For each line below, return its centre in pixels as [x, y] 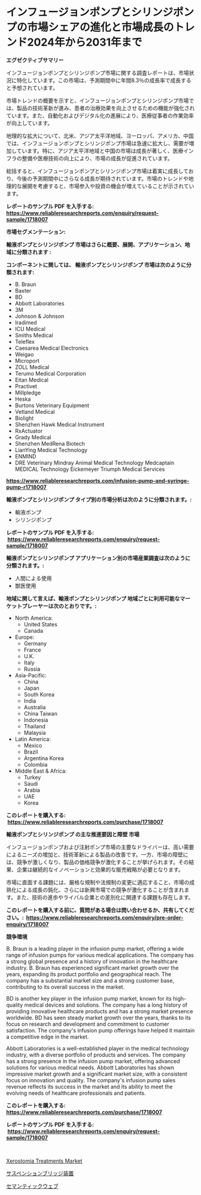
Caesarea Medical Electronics [51, 348]
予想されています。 [35, 88]
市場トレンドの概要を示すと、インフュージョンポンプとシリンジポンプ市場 [98, 100]
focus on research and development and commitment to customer [88, 1024]
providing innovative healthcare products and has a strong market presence [100, 1011]
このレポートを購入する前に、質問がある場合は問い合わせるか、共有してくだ [100, 910]
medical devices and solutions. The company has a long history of [106, 1005]
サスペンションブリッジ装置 [40, 1173]
